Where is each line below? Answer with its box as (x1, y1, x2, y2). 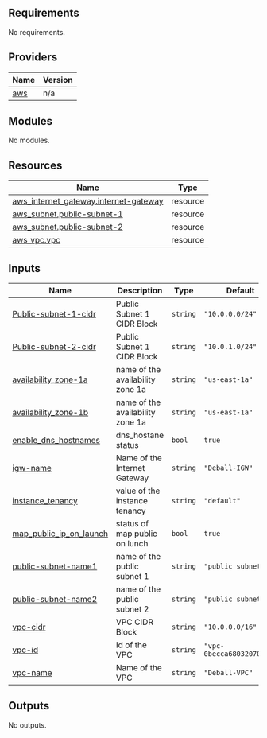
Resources (8, 158, 63, 172)
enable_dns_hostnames (12, 435, 101, 446)
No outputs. (8, 720, 47, 730)
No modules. (8, 135, 50, 146)
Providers (8, 51, 58, 64)
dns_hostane (115, 429, 164, 441)
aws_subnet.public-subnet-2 (12, 222, 123, 233)
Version (42, 74, 73, 85)
